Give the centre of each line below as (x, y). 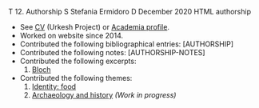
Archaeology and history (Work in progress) (104, 95)
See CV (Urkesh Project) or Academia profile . (95, 27)
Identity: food (54, 86)
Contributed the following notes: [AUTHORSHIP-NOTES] (112, 52)
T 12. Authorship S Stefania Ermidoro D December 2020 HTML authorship (130, 12)
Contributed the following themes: (76, 78)
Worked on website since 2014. (72, 36)
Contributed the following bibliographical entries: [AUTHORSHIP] (127, 44)
